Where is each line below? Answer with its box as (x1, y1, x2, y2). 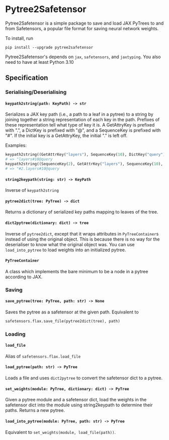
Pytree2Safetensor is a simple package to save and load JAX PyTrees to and (5, 20, 164, 26)
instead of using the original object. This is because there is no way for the (5, 236, 160, 242)
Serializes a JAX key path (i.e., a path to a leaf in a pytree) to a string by (5, 112, 153, 118)
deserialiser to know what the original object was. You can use (5, 241, 135, 247)
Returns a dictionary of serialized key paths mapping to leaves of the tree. (5, 209, 158, 215)
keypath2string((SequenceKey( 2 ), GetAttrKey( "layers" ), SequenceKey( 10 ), (5, 162, 163, 167)
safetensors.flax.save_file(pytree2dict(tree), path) (5, 318, 121, 323)
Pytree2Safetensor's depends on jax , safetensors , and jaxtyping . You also (5, 54, 161, 60)
